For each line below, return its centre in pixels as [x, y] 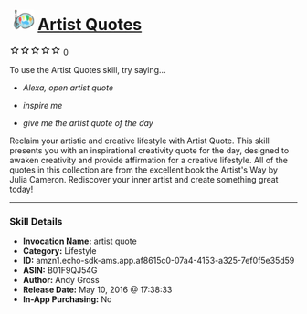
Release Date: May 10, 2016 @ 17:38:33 [97, 290]
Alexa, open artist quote [68, 88]
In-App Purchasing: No [67, 299]
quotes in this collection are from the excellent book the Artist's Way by [144, 170]
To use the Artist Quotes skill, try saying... [88, 69]
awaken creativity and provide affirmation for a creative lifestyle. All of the [148, 160]
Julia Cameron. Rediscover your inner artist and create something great [144, 179]
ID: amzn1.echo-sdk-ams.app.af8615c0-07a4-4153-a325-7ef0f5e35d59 [159, 261]
